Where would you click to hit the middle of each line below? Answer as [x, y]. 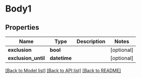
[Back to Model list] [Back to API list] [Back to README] [63, 70]
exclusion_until [27, 58]
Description [91, 42]
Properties [22, 27]
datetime [61, 58]
